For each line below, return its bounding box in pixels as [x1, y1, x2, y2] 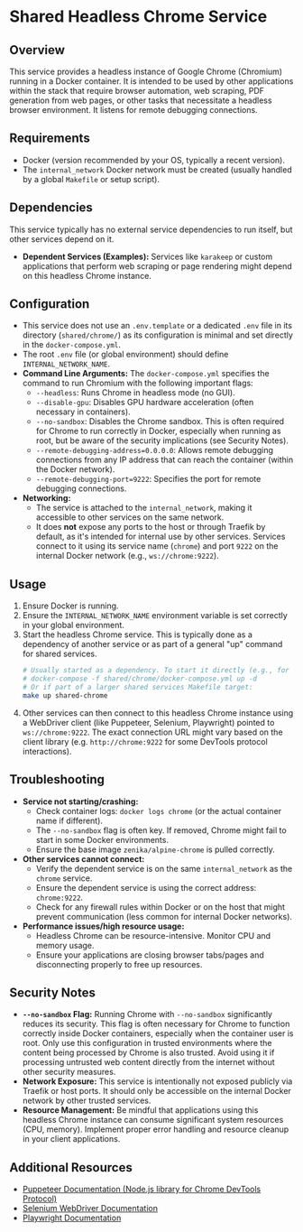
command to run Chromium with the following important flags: [22, 377, 254, 389]
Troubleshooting [9, 772, 106, 787]
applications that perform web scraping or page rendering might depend [22, 260, 293, 272]
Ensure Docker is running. [22, 600, 119, 611]
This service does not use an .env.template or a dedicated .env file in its [22, 320, 293, 331]
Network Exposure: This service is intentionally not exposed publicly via [22, 1076, 293, 1087]
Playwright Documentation [22, 1212, 122, 1224]
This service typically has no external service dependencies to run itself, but [9, 224, 293, 235]
